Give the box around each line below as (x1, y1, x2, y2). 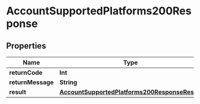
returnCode (9, 69, 43, 77)
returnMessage (9, 78, 54, 86)
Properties (6, 41, 46, 51)
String (59, 78, 77, 86)
